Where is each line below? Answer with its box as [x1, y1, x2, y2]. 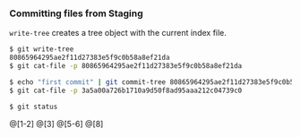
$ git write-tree [9, 45, 74, 54]
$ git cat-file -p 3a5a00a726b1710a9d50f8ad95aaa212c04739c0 [9, 86, 243, 95]
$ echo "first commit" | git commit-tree [9, 77, 167, 87]
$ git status [9, 102, 58, 111]
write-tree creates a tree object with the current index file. [9, 28, 227, 39]
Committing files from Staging [9, 7, 143, 20]
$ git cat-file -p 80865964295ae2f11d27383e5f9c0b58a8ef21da [9, 62, 243, 71]
